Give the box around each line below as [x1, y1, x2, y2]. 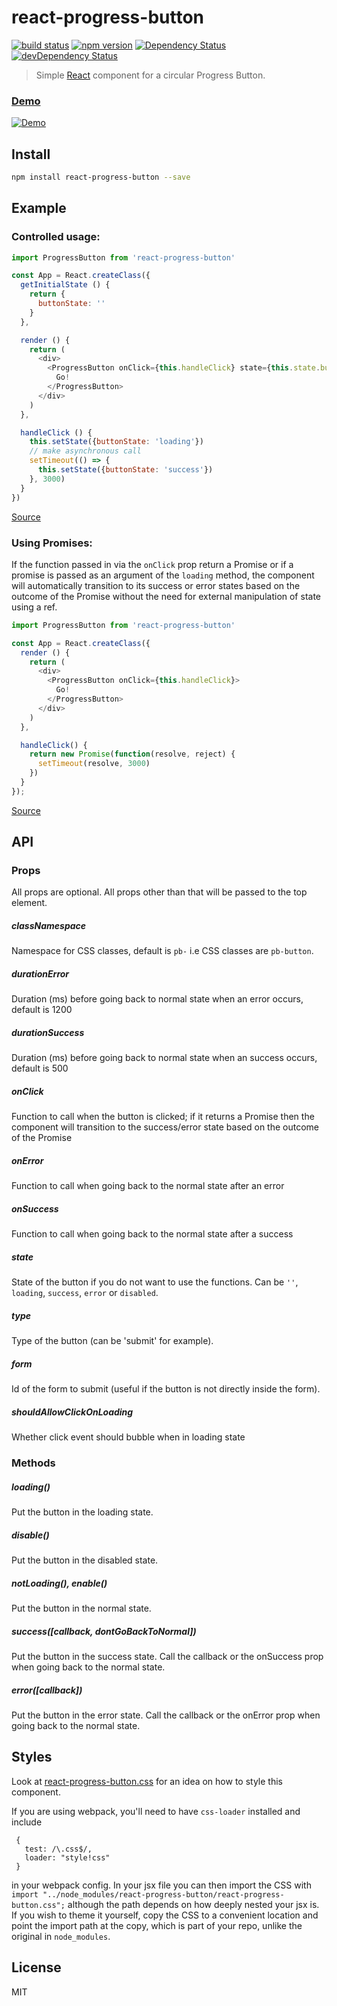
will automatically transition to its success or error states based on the [11, 579, 301, 591]
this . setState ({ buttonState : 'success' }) [37, 465, 214, 475]
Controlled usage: [11, 230, 101, 244]
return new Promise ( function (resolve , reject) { [29, 749, 236, 760]
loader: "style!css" [24, 1852, 111, 1863]
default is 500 [11, 1062, 69, 1075]
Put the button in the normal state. [11, 1602, 152, 1614]
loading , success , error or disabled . [11, 1287, 159, 1299]
